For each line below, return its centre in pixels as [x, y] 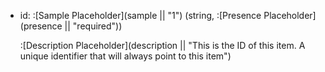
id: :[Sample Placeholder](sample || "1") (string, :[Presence [140, 15]
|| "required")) [93, 26]
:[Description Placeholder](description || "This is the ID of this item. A [162, 45]
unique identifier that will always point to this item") [125, 56]
